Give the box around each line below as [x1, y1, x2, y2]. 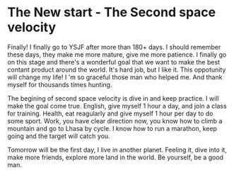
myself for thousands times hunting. [7, 80, 112, 89]
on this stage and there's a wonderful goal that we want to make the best [7, 57, 221, 66]
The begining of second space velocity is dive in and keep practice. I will [7, 94, 219, 103]
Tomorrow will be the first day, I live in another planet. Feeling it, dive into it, [7, 145, 228, 154]
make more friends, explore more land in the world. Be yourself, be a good [7, 153, 224, 162]
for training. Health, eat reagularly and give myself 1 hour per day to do [7, 109, 213, 118]
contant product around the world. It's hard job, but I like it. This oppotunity [7, 65, 226, 74]
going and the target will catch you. [7, 132, 111, 140]
